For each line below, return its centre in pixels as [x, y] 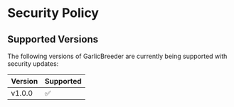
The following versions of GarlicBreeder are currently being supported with [117, 56]
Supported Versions [53, 39]
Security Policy [53, 13]
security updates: [33, 64]
